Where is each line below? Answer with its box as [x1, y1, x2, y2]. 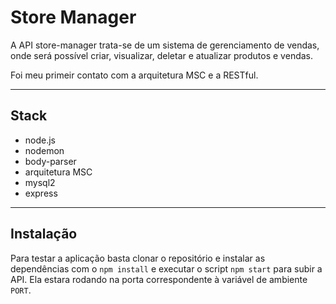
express [24, 187, 58, 199]
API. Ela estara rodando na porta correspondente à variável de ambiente [10, 273, 308, 285]
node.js [24, 134, 57, 146]
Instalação [10, 226, 78, 243]
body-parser [24, 155, 77, 167]
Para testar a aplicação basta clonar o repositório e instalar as [10, 252, 266, 264]
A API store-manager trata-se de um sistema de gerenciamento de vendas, [10, 39, 320, 51]
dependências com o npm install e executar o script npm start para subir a [10, 262, 323, 275]
